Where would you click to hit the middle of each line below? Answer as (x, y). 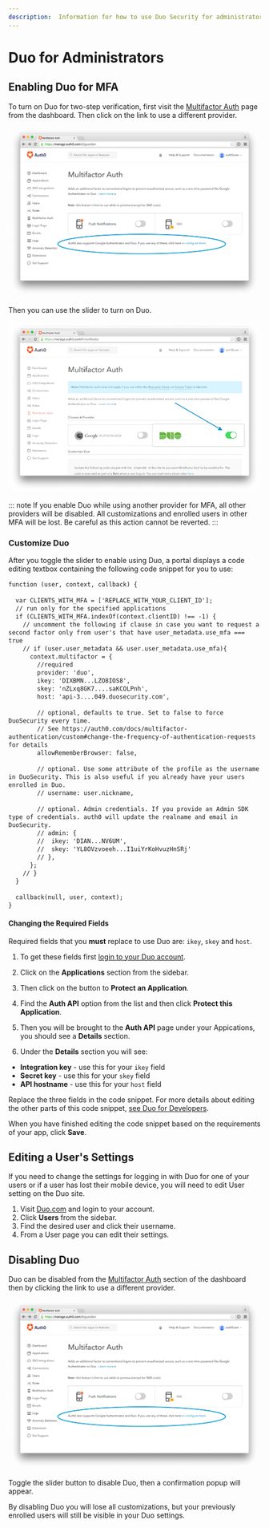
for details (28, 745)
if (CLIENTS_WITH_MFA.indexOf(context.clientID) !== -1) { (116, 617)
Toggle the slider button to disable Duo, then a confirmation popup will (124, 1483)
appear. (21, 1491)
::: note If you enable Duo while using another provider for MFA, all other (127, 505)
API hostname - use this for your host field (90, 1084)
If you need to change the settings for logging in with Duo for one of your (129, 1177)
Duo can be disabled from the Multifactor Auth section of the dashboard (127, 1279)
